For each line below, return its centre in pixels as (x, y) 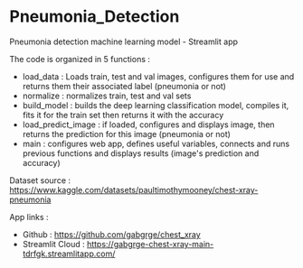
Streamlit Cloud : (53, 244)
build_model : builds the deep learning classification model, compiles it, (156, 105)
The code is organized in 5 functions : (80, 59)
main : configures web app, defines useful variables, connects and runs (156, 143)
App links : (29, 217)
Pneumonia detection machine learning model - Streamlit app (123, 42)
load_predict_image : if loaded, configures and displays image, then (148, 125)
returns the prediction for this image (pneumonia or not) (126, 134)
